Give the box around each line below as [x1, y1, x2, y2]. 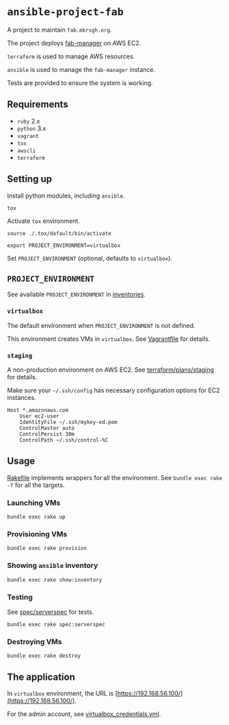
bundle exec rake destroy [7, 652, 81, 660]
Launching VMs [7, 498, 61, 508]
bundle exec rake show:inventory [7, 576, 103, 583]
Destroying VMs [7, 637, 63, 646]
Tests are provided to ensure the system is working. [7, 78, 153, 87]
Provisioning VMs [7, 530, 68, 538]
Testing [7, 592, 33, 602]
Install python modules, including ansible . [7, 191, 125, 200]
